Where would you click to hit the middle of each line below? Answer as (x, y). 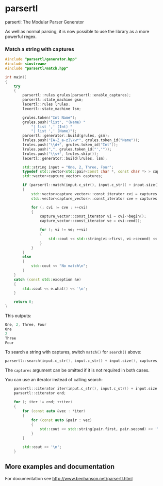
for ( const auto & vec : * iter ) (54, 411)
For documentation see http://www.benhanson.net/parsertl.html (69, 478)
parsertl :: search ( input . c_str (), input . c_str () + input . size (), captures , (82, 361)
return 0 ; (24, 302)
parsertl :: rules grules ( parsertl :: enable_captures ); (77, 95)
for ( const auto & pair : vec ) (61, 420)
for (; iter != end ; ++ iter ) (43, 402)
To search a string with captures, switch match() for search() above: (73, 352)
